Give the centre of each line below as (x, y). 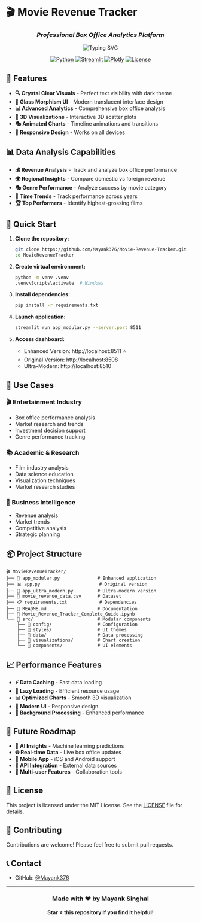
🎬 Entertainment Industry (44, 402)
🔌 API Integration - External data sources (66, 765)
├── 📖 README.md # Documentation (72, 609)
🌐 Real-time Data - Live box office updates (68, 752)
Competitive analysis (41, 528)
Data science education (44, 474)
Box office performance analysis (55, 418)
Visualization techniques (45, 480)
